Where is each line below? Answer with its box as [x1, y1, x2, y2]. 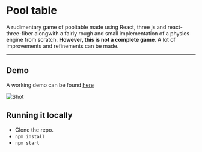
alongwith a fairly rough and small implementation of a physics [34, 29, 190, 37]
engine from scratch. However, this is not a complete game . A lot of [6, 36, 176, 43]
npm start [14, 140, 40, 146]
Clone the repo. [14, 126, 54, 133]
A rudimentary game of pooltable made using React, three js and [6, 23, 167, 31]
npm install [14, 133, 45, 139]
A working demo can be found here [6, 81, 94, 89]
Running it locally [6, 110, 73, 120]
